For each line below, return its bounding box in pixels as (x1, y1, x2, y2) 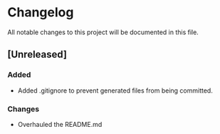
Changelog (7, 4, 74, 21)
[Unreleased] (7, 48, 68, 61)
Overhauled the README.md (17, 120, 103, 128)
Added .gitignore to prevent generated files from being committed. (17, 86, 214, 95)
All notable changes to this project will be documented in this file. (7, 28, 199, 36)
